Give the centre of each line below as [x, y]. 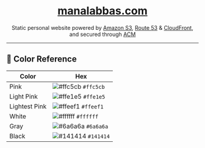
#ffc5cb [94, 87]
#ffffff [87, 116]
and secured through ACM [103, 34]
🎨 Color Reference [42, 59]
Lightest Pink [28, 106]
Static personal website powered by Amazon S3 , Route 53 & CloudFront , [103, 27]
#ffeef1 [92, 107]
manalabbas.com [103, 11]
